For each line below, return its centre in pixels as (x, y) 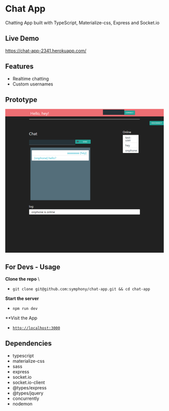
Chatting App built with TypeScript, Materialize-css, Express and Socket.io (82, 23)
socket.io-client (29, 382)
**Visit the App (21, 318)
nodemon (22, 403)
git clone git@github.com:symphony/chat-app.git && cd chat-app (81, 289)
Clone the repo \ (22, 279)
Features (19, 67)
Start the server (22, 298)
